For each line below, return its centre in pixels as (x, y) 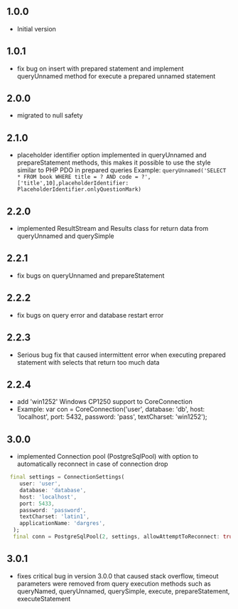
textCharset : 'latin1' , (55, 517)
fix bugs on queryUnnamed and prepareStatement (91, 275)
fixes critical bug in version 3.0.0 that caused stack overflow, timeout (118, 576)
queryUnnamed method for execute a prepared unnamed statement (116, 76)
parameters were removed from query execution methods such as (114, 583)
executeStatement (44, 598)
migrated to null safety (50, 115)
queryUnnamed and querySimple (65, 236)
